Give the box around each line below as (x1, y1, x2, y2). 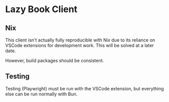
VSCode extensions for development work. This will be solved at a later (5, 42, 154, 48)
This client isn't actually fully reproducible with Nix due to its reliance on (5, 37, 155, 43)
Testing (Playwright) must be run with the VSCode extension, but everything (5, 85, 164, 91)
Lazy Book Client (5, 4, 77, 15)
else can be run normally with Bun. (5, 91, 77, 97)
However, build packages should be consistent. (5, 58, 104, 64)
